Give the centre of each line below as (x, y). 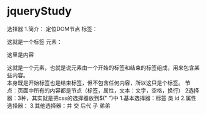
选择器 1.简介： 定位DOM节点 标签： (52, 29)
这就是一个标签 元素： (35, 41)
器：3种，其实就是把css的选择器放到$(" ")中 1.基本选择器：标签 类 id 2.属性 (102, 98)
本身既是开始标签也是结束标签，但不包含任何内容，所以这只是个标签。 (95, 83)
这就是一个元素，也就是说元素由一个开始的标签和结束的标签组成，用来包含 (101, 68)
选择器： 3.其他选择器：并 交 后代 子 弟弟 (59, 105)
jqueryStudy (39, 11)
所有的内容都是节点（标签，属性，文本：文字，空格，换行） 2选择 (116, 90)
